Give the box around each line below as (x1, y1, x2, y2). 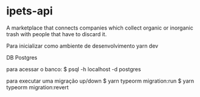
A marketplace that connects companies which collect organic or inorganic (6, 24, 194, 31)
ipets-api (6, 4, 53, 18)
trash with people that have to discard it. (6, 30, 107, 37)
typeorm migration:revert (6, 83, 69, 91)
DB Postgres (6, 54, 38, 61)
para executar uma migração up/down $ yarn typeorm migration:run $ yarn (6, 77, 195, 84)
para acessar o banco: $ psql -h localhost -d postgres (6, 65, 141, 73)
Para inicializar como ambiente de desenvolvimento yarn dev (6, 42, 159, 49)
